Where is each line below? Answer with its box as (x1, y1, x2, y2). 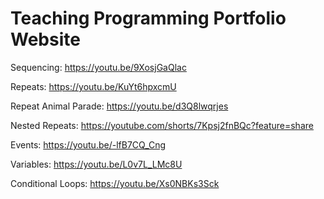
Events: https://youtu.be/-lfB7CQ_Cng (10, 138, 167, 151)
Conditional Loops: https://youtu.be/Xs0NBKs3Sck (10, 177, 220, 189)
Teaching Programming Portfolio (10, 7, 287, 30)
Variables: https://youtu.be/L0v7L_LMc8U (10, 158, 183, 170)
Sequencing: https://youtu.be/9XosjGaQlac (10, 61, 187, 73)
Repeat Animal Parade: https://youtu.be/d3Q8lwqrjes (10, 100, 229, 112)
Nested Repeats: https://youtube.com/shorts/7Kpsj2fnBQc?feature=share (10, 119, 314, 131)
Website (10, 28, 81, 51)
